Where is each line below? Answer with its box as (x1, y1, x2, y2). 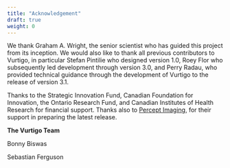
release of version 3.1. (7, 78, 69, 86)
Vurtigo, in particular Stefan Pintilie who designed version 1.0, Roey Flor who (7, 56, 223, 64)
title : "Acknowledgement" (7, 10, 81, 17)
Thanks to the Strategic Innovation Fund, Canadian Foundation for (7, 91, 194, 99)
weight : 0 (7, 23, 36, 29)
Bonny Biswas (7, 140, 47, 148)
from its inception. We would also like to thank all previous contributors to (7, 49, 215, 57)
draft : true (7, 16, 41, 23)
